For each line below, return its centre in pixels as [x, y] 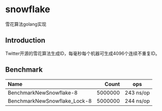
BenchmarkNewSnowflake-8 [43, 93]
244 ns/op [137, 101]
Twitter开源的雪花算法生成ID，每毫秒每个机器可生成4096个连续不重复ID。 [83, 53]
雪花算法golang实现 [26, 24]
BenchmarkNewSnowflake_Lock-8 [50, 101]
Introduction [25, 40]
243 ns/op [137, 93]
